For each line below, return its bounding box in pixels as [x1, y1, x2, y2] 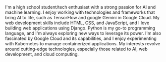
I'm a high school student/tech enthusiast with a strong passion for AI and [5, 4, 156, 10]
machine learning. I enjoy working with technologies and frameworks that [5, 9, 155, 15]
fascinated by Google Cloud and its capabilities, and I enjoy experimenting [5, 35, 157, 41]
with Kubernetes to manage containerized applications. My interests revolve [5, 41, 161, 46]
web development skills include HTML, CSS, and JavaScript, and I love [5, 20, 150, 26]
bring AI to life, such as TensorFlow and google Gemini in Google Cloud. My [5, 15, 160, 20]
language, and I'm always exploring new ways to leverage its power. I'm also [5, 31, 162, 36]
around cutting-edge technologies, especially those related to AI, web [5, 46, 148, 52]
